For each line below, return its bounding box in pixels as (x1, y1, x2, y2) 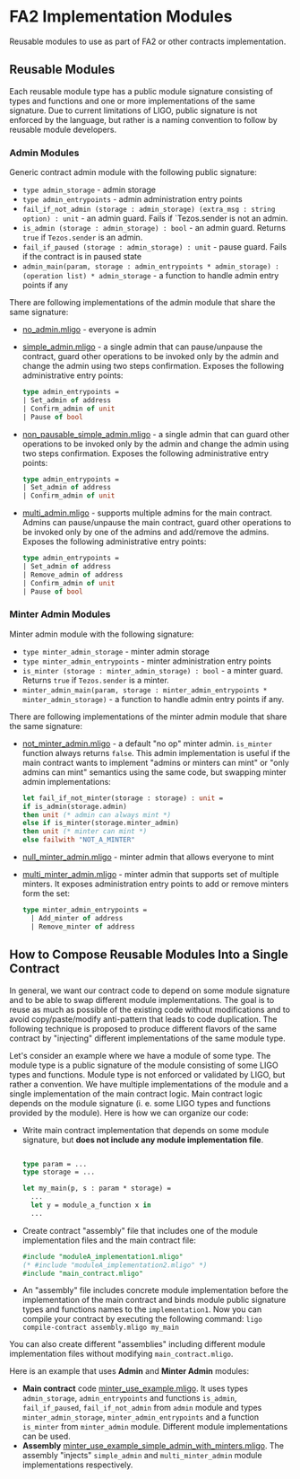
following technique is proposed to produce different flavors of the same (9, 1023, 278, 1034)
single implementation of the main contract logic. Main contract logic (9, 1088, 263, 1099)
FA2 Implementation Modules (9, 6, 233, 27)
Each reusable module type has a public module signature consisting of (9, 85, 273, 96)
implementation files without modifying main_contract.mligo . (9, 1349, 234, 1360)
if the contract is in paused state (21, 251, 141, 262)
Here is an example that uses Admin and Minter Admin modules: (9, 1366, 249, 1377)
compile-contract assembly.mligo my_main (21, 1323, 179, 1333)
